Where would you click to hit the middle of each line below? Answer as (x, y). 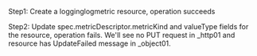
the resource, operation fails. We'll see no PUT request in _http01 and (122, 35)
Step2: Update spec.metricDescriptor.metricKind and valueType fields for (128, 26)
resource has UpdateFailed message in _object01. (90, 43)
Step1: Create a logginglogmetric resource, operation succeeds (112, 11)
